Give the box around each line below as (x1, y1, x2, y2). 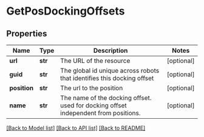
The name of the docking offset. (60, 94, 152, 102)
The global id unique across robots (60, 67, 160, 75)
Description (93, 47, 128, 55)
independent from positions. (60, 109, 141, 117)
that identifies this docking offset (60, 74, 154, 82)
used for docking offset (60, 101, 127, 110)
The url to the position (60, 84, 123, 92)
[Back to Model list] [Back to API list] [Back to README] (6, 124, 146, 132)
